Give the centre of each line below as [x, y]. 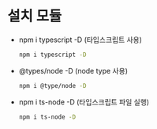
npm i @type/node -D [52, 85]
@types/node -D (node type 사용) [73, 70]
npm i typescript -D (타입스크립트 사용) [80, 40]
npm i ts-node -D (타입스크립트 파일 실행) [84, 102]
